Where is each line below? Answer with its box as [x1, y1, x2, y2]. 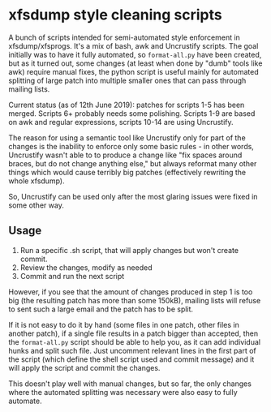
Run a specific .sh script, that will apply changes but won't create [19, 245, 239, 255]
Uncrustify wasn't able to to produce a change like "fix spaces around [8, 150, 243, 160]
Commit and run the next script [19, 271, 125, 281]
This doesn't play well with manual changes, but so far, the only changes [8, 379, 252, 388]
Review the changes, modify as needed [19, 262, 153, 273]
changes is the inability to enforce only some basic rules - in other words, [8, 141, 254, 151]
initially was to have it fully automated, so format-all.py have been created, [8, 49, 262, 59]
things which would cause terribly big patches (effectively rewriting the [8, 167, 246, 177]
